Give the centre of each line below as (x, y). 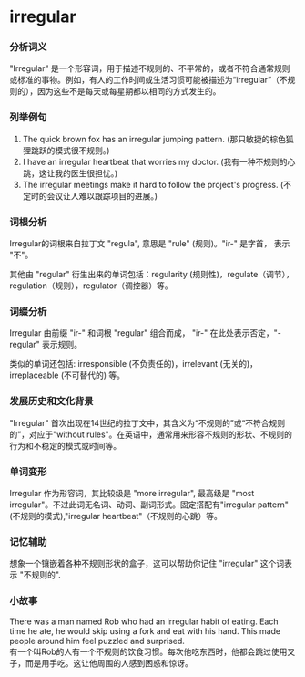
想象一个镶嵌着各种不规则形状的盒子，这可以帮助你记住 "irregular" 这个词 (147, 564)
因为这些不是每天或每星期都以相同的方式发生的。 (129, 91)
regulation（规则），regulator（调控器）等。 (91, 286)
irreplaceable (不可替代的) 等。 (67, 375)
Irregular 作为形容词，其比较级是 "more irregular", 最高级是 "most (132, 493)
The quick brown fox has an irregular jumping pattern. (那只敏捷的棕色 (154, 139)
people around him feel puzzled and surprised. (97, 641)
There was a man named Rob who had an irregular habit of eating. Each (144, 621)
